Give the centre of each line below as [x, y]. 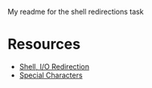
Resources [44, 44]
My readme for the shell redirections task [76, 12]
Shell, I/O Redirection [54, 66]
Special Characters [51, 75]
